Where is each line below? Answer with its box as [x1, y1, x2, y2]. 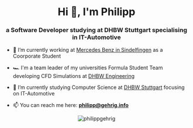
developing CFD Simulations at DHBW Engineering [12, 73, 135, 80]
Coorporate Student [12, 52, 61, 60]
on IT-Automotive [12, 90, 55, 97]
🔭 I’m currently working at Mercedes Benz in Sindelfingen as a [12, 47, 163, 54]
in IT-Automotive [72, 33, 121, 41]
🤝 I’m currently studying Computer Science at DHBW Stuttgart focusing [12, 84, 185, 91]
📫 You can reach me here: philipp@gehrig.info [12, 102, 129, 109]
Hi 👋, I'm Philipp [57, 5, 136, 19]
